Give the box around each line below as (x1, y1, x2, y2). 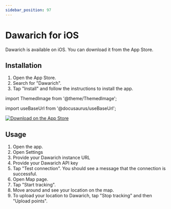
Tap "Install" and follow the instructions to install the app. (12, 85, 134, 92)
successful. (12, 171, 37, 177)
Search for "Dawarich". (12, 80, 61, 86)
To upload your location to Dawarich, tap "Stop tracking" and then (12, 193, 153, 199)
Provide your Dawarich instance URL (12, 154, 91, 161)
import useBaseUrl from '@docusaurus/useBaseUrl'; (5, 105, 116, 111)
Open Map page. (12, 176, 49, 182)
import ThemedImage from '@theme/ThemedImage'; (5, 96, 117, 102)
